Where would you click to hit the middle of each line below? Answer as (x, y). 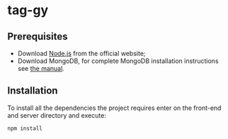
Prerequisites (38, 37)
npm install (25, 128)
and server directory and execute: (57, 115)
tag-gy (28, 10)
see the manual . (41, 68)
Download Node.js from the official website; (82, 53)
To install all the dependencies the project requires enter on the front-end (114, 108)
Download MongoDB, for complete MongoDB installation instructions (118, 61)
